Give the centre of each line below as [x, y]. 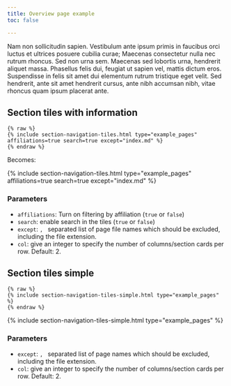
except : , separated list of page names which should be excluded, [113, 354]
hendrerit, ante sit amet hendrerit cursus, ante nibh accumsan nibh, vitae [111, 83]
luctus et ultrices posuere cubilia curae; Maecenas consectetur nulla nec [111, 54]
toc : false [23, 20]
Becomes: [22, 160]
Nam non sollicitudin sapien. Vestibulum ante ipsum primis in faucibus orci [114, 46]
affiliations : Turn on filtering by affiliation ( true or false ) [101, 214]
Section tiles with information [72, 112]
